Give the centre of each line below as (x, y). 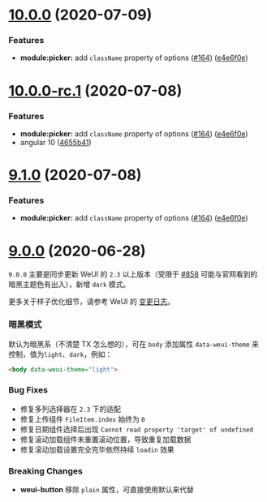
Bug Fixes (28, 390)
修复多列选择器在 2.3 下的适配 (71, 409)
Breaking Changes (46, 470)
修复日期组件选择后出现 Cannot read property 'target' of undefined (137, 429)
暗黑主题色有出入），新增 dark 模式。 (69, 285)
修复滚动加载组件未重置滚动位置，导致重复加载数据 (106, 439)
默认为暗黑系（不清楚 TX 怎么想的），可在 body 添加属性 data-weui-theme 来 (134, 344)
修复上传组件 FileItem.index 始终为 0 (83, 418)
